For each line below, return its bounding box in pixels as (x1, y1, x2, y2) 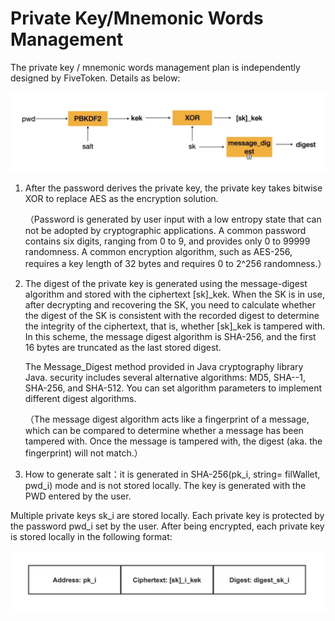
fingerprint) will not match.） (24, 447, 143, 459)
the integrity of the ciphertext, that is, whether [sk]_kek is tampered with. (24, 320, 326, 332)
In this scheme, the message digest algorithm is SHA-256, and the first (24, 330, 317, 342)
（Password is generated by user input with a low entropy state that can (24, 213, 322, 225)
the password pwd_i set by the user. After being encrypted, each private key (10, 520, 325, 532)
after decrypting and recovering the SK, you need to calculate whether (24, 298, 316, 311)
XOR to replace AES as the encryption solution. (24, 192, 219, 204)
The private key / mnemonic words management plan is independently (10, 61, 301, 73)
